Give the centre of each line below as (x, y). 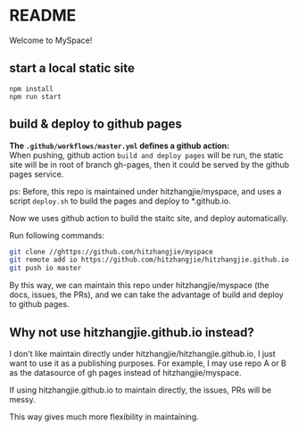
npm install (31, 89)
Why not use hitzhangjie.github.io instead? (132, 332)
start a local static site (72, 68)
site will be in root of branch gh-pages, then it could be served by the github (149, 164)
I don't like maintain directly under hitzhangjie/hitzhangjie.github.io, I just (143, 354)
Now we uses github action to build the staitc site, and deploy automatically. (149, 218)
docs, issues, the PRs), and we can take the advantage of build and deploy (146, 294)
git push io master (46, 269)
